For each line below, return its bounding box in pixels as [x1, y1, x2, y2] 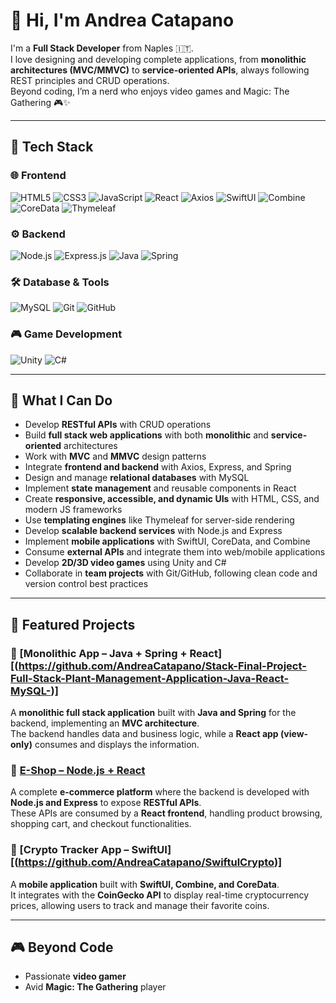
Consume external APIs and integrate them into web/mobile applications [24, 546, 326, 558]
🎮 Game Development [10, 327, 123, 341]
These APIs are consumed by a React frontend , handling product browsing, [10, 807, 323, 819]
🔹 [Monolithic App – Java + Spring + [10, 646, 188, 660]
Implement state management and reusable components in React [24, 482, 297, 494]
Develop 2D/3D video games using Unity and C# [24, 557, 227, 569]
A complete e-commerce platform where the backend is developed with [10, 786, 310, 798]
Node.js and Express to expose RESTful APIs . [10, 797, 202, 809]
